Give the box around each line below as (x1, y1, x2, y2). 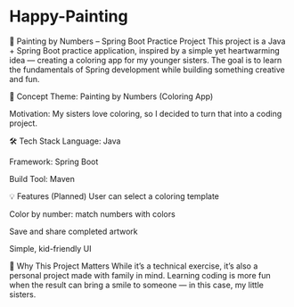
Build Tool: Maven (9, 173, 76, 184)
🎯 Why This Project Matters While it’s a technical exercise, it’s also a (9, 261, 258, 271)
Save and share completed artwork (9, 226, 138, 236)
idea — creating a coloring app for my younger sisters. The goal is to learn (9, 54, 282, 65)
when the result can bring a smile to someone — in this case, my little (9, 279, 265, 290)
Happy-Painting (9, 6, 128, 27)
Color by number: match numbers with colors (9, 208, 176, 220)
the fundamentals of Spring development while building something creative (9, 64, 285, 75)
